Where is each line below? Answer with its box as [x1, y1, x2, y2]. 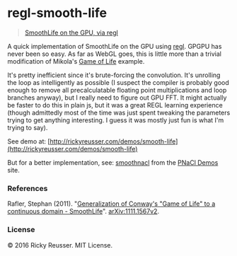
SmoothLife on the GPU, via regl [24, 28, 118, 37]
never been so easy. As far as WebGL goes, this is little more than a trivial [7, 50, 221, 58]
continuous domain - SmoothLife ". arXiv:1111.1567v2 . [7, 207, 160, 216]
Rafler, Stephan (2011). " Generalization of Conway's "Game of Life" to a [7, 199, 216, 208]
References [7, 183, 48, 193]
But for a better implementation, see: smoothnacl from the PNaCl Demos [7, 158, 219, 167]
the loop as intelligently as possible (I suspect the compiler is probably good [7, 78, 230, 86]
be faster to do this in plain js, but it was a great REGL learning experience [7, 100, 223, 109]
